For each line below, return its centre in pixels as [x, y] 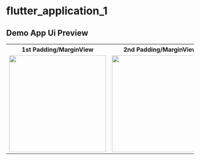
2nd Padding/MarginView [160, 50]
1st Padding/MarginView [58, 50]
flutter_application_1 [57, 11]
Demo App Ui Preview [47, 33]
